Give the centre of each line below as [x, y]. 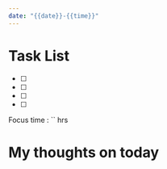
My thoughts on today [84, 152]
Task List [39, 55]
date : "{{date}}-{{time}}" [54, 16]
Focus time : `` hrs [38, 120]
